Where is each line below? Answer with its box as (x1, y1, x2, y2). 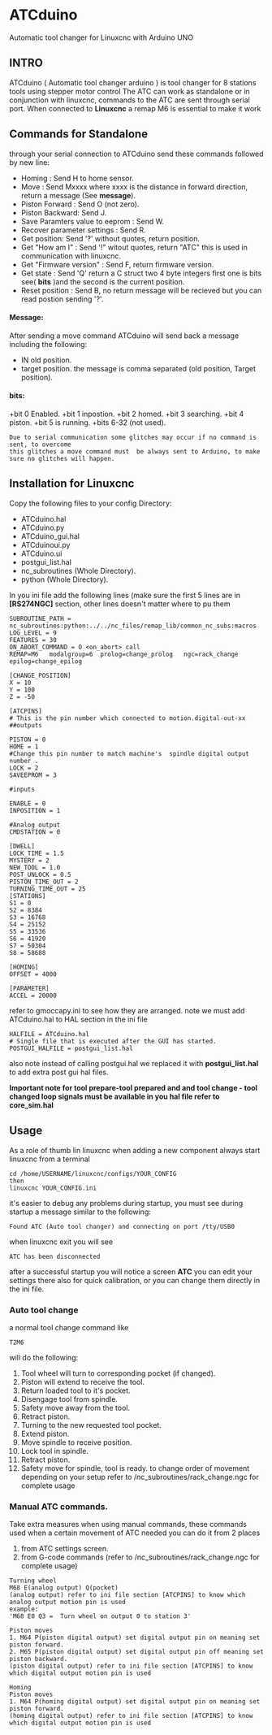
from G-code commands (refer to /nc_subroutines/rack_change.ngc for (20, 1552, 260, 1562)
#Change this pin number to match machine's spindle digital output (9, 749, 250, 757)
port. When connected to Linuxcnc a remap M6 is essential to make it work (9, 103, 261, 113)
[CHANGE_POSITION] (9, 671, 71, 679)
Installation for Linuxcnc (9, 477, 135, 491)
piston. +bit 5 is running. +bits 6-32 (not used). (9, 417, 166, 427)
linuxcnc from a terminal (9, 1154, 90, 1164)
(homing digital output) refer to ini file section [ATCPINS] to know (9, 1712, 253, 1720)
